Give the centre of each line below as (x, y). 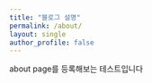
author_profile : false (52, 42)
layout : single (38, 34)
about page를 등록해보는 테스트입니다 (76, 69)
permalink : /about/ (46, 26)
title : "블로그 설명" (45, 17)
